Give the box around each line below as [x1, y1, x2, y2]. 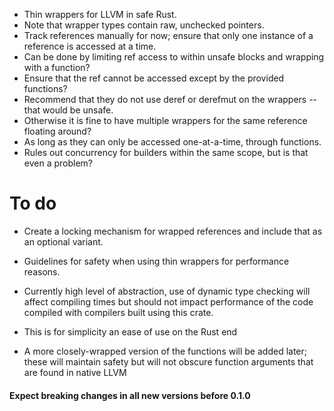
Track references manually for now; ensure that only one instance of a [23, 30, 314, 41]
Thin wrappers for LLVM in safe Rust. [23, 9, 177, 20]
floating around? [23, 125, 92, 137]
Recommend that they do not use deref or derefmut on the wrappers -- [23, 94, 318, 105]
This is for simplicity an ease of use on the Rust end [23, 325, 238, 338]
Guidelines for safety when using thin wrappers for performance [23, 255, 290, 267]
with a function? [23, 62, 91, 73]
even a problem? [23, 157, 94, 169]
